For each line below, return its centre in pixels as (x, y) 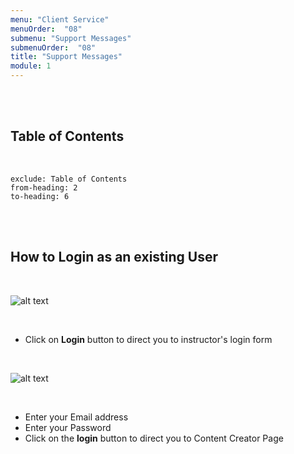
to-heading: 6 (40, 196)
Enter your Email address (76, 417)
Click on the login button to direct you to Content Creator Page (154, 438)
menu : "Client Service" (60, 19)
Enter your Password (68, 427)
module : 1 (31, 66)
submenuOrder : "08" (53, 47)
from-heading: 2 (44, 187)
